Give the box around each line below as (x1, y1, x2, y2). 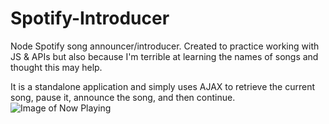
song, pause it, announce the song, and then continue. (10, 91, 236, 103)
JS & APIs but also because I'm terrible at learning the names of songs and (10, 50, 319, 62)
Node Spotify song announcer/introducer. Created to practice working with (10, 40, 320, 52)
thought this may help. (10, 61, 103, 73)
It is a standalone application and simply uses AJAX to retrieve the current (10, 80, 316, 92)
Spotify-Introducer (10, 7, 170, 30)
